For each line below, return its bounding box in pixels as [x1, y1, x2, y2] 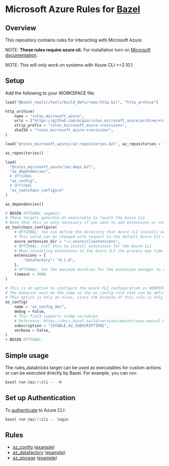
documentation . [5, 52, 38, 58]
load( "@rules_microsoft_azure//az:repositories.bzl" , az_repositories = [5, 141, 161, 146]
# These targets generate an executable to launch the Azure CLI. [5, 216, 147, 221]
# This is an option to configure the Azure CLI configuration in [5, 285, 147, 291]
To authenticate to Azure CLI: [5, 407, 66, 413]
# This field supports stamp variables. [14, 314, 100, 319]
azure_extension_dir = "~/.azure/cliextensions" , [14, 239, 121, 244]
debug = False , [14, 309, 46, 314]
